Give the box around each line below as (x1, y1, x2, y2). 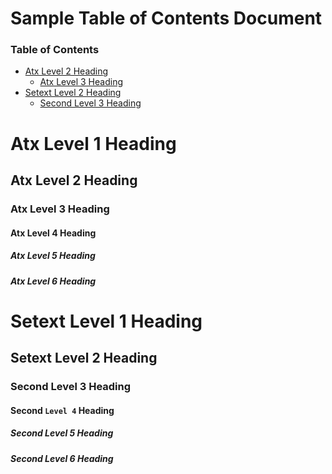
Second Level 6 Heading (10, 452, 114, 464)
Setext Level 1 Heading (10, 310, 203, 332)
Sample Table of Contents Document (10, 7, 323, 30)
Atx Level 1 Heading (10, 132, 177, 155)
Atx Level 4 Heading (10, 227, 97, 239)
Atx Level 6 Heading (10, 275, 97, 287)
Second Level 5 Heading (10, 427, 114, 439)
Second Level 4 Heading (10, 404, 115, 416)
